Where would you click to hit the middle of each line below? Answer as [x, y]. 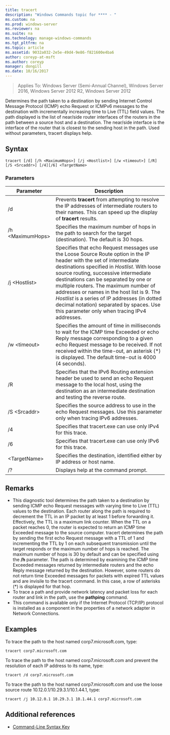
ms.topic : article [25, 48]
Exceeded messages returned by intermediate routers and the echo [83, 565]
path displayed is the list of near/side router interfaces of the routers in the [83, 117]
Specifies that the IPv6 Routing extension [104, 372]
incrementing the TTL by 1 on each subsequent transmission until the [84, 543]
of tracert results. [76, 218]
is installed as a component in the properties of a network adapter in [84, 608]
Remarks [20, 488]
